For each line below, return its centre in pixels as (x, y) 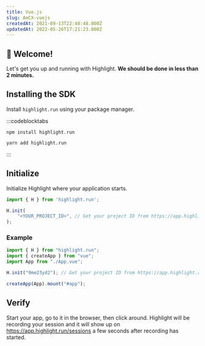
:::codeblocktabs (27, 121)
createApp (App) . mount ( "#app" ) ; (46, 284)
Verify (18, 303)
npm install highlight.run (41, 132)
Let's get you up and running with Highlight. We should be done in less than (103, 69)
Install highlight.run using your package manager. (70, 109)
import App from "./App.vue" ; (45, 262)
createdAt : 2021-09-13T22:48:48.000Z (54, 23)
